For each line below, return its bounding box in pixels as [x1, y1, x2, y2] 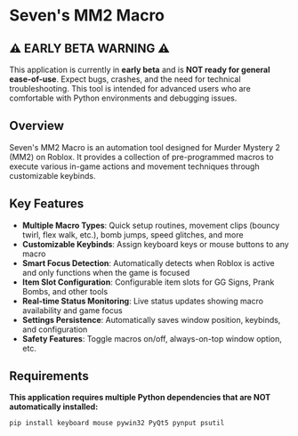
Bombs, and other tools [21, 286, 109, 296]
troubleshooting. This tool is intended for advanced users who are [9, 84, 251, 93]
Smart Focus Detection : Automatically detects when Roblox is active [21, 257, 275, 268]
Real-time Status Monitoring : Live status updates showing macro [21, 295, 264, 306]
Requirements [9, 368, 89, 384]
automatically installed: [9, 401, 99, 412]
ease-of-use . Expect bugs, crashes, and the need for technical [9, 74, 242, 85]
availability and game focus [21, 304, 123, 316]
